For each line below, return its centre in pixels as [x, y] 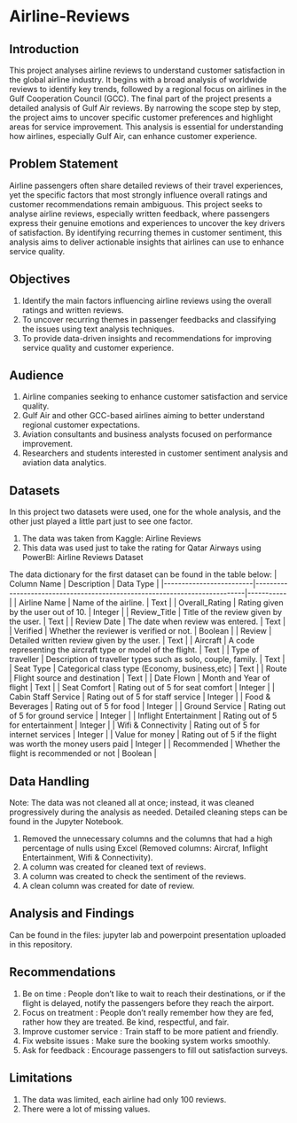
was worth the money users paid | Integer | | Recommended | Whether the [145, 744]
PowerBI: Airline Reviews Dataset [82, 558]
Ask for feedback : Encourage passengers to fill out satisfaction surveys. [155, 1050]
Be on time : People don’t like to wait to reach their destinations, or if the [154, 994]
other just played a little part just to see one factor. [101, 521]
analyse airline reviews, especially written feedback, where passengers [140, 214]
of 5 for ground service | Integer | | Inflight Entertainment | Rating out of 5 [143, 716]
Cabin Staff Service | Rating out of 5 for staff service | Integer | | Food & [140, 697]
